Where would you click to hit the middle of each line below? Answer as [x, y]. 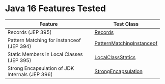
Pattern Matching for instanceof [44, 40]
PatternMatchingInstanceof [126, 43]
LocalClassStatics [115, 57]
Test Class [126, 24]
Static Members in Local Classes [45, 54]
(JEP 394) [19, 46]
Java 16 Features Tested [55, 9]
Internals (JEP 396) [30, 74]
